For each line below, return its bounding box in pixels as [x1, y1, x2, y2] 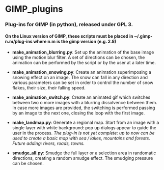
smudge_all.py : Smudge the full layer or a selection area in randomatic [12, 150, 156, 156]
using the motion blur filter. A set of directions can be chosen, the [12, 55, 145, 60]
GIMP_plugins [5, 3, 63, 15]
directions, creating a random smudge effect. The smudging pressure [12, 155, 153, 161]
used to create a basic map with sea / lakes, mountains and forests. [12, 135, 151, 141]
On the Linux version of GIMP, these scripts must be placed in [5, 33, 134, 39]
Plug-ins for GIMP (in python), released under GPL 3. [5, 21, 133, 28]
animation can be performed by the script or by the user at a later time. [12, 60, 156, 66]
